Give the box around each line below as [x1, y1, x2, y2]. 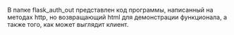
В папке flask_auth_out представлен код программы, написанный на [7, 6, 214, 14]
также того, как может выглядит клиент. [7, 21, 129, 28]
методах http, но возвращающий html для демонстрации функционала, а [7, 13, 228, 21]
